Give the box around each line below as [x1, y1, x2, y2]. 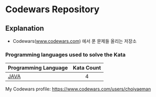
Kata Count [73, 64, 101, 71]
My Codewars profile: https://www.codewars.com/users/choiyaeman [5, 86, 151, 92]
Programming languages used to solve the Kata [5, 51, 126, 58]
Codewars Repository [5, 4, 100, 15]
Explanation [5, 24, 44, 33]
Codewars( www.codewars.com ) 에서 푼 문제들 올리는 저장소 [12, 38, 137, 44]
